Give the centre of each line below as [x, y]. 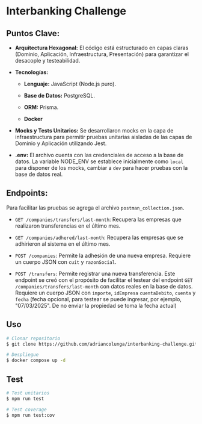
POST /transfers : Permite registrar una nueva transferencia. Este [95, 273]
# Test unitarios [28, 393]
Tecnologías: [32, 72]
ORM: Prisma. [41, 107]
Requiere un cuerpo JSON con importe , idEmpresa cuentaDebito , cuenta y [105, 293]
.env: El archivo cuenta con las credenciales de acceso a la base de [99, 155]
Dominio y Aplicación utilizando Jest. [61, 143]
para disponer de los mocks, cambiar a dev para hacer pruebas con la [101, 168]
